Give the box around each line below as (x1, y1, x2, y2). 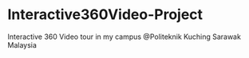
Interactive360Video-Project (7, 6, 204, 24)
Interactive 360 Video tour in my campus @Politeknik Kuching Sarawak (7, 32, 241, 41)
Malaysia (7, 40, 38, 49)
